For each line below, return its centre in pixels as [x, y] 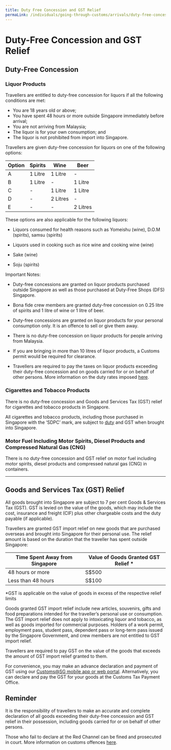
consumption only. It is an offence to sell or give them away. [76, 326]
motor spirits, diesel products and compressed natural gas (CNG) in [76, 463]
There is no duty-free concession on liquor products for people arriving [88, 336]
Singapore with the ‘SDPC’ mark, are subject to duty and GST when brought [85, 422]
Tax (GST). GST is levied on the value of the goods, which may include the [83, 507]
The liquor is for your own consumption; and [59, 132]
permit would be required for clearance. [54, 356]
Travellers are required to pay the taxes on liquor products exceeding [85, 366]
